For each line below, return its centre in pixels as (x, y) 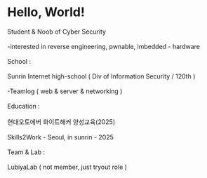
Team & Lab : (26, 152)
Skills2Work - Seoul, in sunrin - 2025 (61, 137)
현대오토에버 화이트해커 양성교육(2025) (61, 122)
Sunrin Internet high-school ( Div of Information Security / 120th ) (101, 76)
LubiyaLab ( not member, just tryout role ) (67, 167)
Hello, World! (46, 12)
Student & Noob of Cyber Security (57, 32)
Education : (24, 106)
